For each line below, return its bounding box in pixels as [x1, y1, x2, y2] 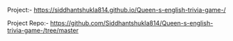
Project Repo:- [7, 19, 49, 27]
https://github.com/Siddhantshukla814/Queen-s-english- [49, 19, 214, 27]
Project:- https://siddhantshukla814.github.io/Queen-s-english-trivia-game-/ [7, 6, 226, 14]
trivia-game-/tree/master [7, 27, 79, 34]
